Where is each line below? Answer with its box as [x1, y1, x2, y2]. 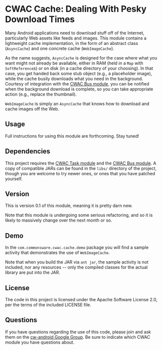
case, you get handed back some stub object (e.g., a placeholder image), [5, 70, 152, 76]
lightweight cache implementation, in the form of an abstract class [5, 40, 138, 46]
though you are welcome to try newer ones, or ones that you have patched [5, 170, 155, 176]
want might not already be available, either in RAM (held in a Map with [5, 60, 143, 66]
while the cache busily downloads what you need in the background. [5, 76, 143, 82]
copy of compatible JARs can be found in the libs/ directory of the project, [5, 165, 157, 171]
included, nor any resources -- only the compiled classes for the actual [5, 265, 148, 270]
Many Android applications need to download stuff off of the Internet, [5, 30, 145, 36]
